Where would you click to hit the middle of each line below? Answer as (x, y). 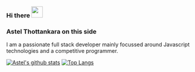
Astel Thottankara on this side (51, 31)
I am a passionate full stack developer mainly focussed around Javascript (98, 44)
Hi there (18, 15)
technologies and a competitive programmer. (62, 51)
